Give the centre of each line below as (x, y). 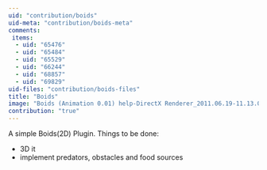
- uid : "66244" (41, 67)
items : (23, 38)
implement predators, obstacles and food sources (101, 157)
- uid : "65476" (41, 45)
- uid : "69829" (41, 81)
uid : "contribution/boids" (53, 15)
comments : (25, 30)
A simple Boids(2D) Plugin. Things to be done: (84, 134)
